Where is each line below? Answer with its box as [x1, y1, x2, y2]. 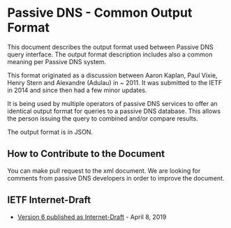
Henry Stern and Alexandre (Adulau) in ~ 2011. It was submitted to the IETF [7, 78, 223, 86]
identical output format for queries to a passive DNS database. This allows [7, 107, 221, 115]
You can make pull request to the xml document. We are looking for [7, 166, 201, 175]
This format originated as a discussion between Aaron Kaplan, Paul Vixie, [7, 71, 218, 79]
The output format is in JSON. [7, 128, 93, 136]
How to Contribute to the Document [7, 148, 165, 160]
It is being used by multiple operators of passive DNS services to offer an [7, 99, 218, 107]
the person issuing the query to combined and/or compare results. [7, 114, 199, 123]
